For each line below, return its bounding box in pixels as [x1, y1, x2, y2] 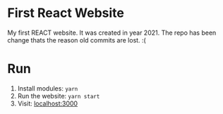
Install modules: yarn [17, 84, 78, 93]
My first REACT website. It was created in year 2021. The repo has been [7, 28, 217, 37]
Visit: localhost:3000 [17, 99, 78, 108]
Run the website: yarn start [17, 91, 100, 100]
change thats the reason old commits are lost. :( [7, 35, 146, 44]
